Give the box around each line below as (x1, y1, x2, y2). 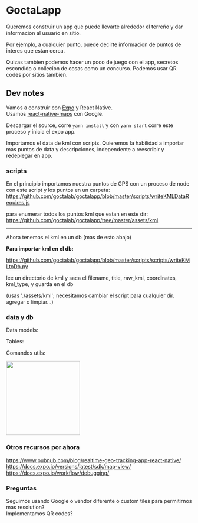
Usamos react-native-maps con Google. (6, 110, 104, 117)
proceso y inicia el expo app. (6, 128, 76, 135)
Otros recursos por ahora (6, 443, 80, 451)
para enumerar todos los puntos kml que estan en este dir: (6, 210, 148, 217)
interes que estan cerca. (6, 47, 65, 54)
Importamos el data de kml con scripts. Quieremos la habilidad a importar (6, 139, 184, 147)
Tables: (6, 338, 24, 345)
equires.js (6, 199, 30, 206)
